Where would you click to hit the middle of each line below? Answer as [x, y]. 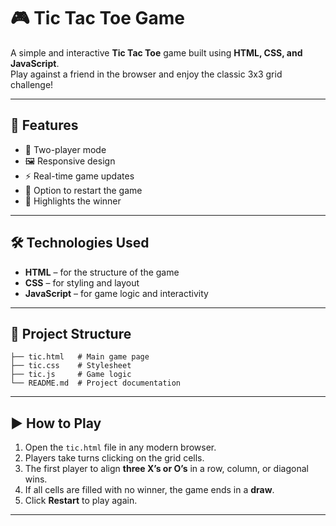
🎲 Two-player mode [65, 149]
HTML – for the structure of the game [102, 272]
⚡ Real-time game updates [79, 176]
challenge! [32, 84]
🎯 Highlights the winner [73, 201]
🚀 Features [44, 125]
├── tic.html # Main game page [80, 357]
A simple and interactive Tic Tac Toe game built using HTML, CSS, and [156, 52]
